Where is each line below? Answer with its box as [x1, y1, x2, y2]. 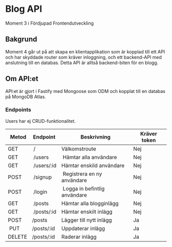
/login [33, 188, 48, 195]
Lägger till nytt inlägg [61, 216, 112, 223]
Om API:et [5, 74, 38, 83]
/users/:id [33, 162, 57, 169]
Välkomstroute [61, 145, 96, 152]
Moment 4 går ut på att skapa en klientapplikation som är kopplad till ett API [5, 48, 165, 54]
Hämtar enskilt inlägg [61, 208, 113, 215]
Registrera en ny [62, 170, 102, 177]
